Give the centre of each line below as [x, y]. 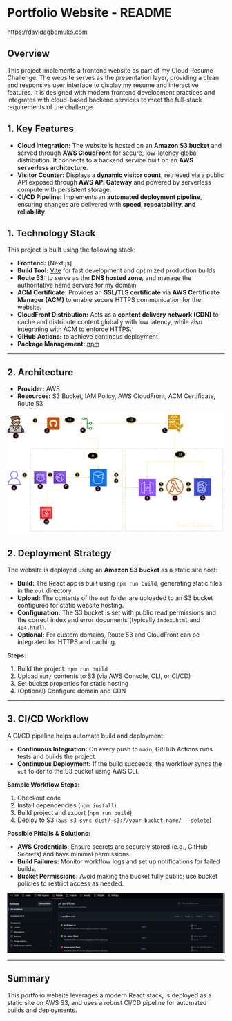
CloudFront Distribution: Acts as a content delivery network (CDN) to [118, 315]
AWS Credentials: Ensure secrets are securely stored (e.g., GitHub [113, 846]
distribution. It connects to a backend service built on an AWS [105, 160]
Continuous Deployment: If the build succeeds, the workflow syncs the [119, 764]
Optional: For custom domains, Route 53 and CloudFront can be [108, 635]
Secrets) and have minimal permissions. [74, 854]
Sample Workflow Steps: [43, 784]
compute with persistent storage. [64, 189]
